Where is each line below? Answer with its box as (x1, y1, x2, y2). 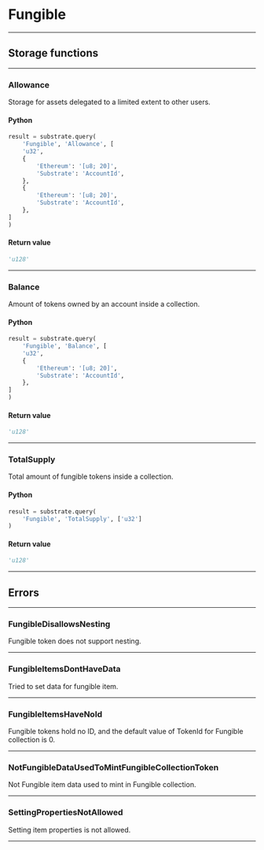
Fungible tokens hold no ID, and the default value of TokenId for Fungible (8, 727, 244, 736)
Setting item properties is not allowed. (8, 825, 131, 834)
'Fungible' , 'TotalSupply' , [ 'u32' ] (22, 515, 143, 523)
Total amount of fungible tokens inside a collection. (8, 472, 174, 482)
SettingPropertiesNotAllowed (8, 807, 123, 818)
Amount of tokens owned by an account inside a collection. (8, 300, 200, 308)
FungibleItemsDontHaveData (8, 664, 121, 675)
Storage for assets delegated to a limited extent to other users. (8, 97, 211, 107)
